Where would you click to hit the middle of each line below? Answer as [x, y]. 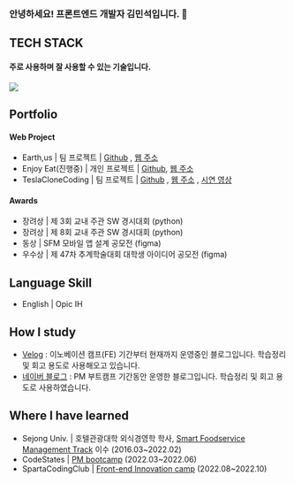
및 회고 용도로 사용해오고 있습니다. [81, 365]
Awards [23, 200]
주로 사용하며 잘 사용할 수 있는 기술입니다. [80, 66]
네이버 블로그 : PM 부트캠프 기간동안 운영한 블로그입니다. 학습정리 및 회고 [148, 376]
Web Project [32, 137]
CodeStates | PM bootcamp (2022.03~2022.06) [109, 459]
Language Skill [51, 283]
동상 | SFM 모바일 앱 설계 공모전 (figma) [91, 243]
